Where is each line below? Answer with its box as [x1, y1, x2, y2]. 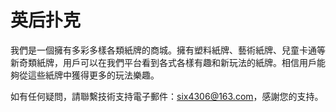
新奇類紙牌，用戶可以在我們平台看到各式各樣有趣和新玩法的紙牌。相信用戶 [10, 56, 317, 68]
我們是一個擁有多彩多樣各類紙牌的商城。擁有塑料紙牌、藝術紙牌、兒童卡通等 [10, 44, 326, 56]
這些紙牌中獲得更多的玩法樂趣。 [27, 69, 160, 81]
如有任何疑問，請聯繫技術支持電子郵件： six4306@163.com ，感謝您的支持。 [10, 90, 324, 102]
